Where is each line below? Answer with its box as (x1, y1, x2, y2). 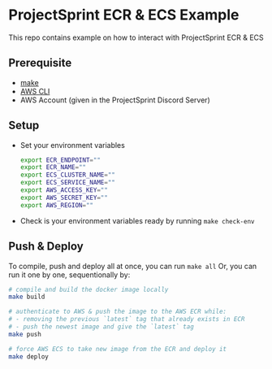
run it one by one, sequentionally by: (8, 270, 131, 280)
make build (8, 293, 45, 302)
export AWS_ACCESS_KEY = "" (19, 186, 108, 194)
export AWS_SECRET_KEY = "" (19, 193, 108, 202)
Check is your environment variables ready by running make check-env (19, 215, 255, 225)
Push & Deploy (8, 240, 84, 254)
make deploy (8, 352, 49, 361)
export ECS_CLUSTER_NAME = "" (19, 171, 115, 180)
